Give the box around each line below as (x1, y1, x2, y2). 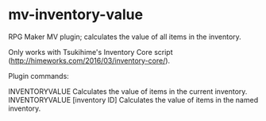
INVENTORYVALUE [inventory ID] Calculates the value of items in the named (8, 95, 259, 104)
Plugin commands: (8, 71, 69, 80)
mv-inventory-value (8, 6, 144, 24)
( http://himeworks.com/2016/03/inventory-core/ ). (8, 56, 171, 65)
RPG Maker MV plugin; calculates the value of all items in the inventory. (8, 32, 242, 41)
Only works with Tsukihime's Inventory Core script (8, 47, 173, 57)
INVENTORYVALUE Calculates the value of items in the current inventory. (8, 86, 248, 96)
